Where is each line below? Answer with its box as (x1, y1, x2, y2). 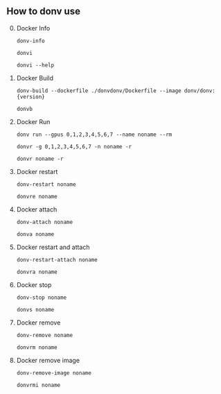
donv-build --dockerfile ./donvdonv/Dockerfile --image (16, 87, 182, 94)
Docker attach (16, 205, 58, 214)
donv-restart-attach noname (16, 256, 98, 263)
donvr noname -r (16, 155, 64, 162)
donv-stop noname (16, 294, 67, 301)
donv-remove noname (16, 332, 73, 339)
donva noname (16, 230, 55, 238)
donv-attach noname (16, 219, 73, 225)
